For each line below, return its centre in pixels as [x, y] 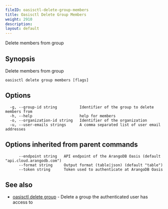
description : [19, 24]
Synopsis [20, 59]
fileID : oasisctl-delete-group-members [47, 10]
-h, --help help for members [63, 116]
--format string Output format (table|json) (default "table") [91, 165]
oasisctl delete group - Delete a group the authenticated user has [80, 197]
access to [23, 202]
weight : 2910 [19, 19]
